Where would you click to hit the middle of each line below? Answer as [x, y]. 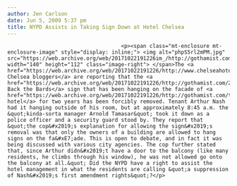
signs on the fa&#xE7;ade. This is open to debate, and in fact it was [115, 139]
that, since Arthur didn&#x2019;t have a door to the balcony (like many [118, 151]
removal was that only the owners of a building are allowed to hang [112, 132]
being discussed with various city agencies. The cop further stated [112, 145]
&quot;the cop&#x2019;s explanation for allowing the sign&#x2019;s [110, 126]
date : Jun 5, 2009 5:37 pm [47, 20]
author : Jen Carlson [38, 14]
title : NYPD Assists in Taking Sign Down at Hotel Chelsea [96, 27]
